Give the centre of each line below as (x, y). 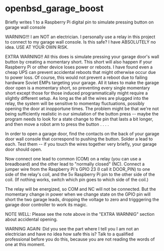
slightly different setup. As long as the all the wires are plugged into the (77, 98)
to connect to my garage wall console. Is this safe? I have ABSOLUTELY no (81, 42)
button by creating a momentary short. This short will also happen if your (79, 62)
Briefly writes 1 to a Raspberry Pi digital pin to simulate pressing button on (80, 22)
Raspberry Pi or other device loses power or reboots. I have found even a (79, 67)
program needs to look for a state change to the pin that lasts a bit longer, (79, 119)
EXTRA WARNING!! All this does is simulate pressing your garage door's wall (82, 56)
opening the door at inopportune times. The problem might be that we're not (82, 109)
